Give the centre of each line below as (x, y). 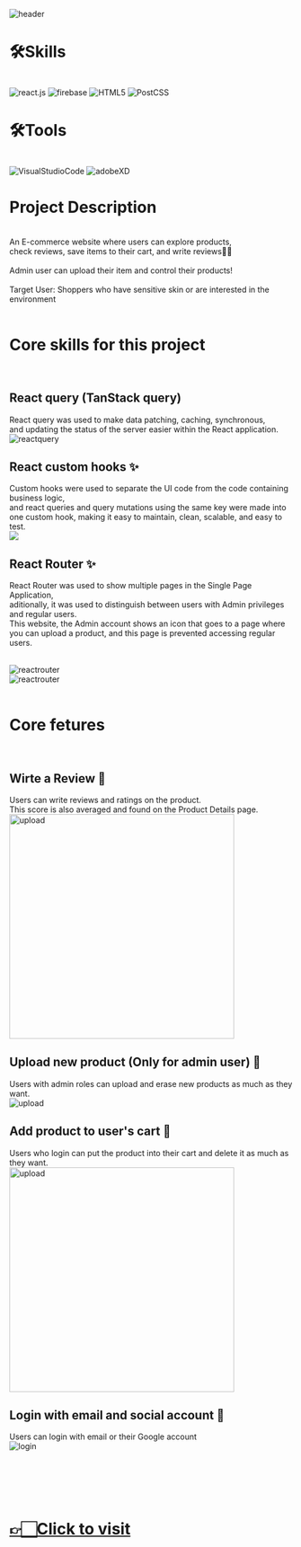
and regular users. (43, 614)
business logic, (37, 498)
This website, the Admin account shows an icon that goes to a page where (147, 623)
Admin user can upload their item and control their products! (121, 270)
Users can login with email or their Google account (103, 1436)
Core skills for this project (107, 345)
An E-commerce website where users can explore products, (120, 242)
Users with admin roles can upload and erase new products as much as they (151, 1083)
